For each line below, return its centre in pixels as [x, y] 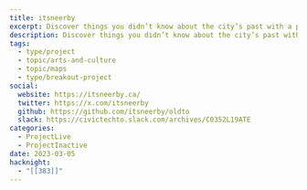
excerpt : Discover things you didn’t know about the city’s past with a [151, 26]
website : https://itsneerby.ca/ [79, 94]
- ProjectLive [44, 137]
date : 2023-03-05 [42, 153]
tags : [20, 43]
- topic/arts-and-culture [67, 60]
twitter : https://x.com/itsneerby [83, 103]
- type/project [47, 52]
